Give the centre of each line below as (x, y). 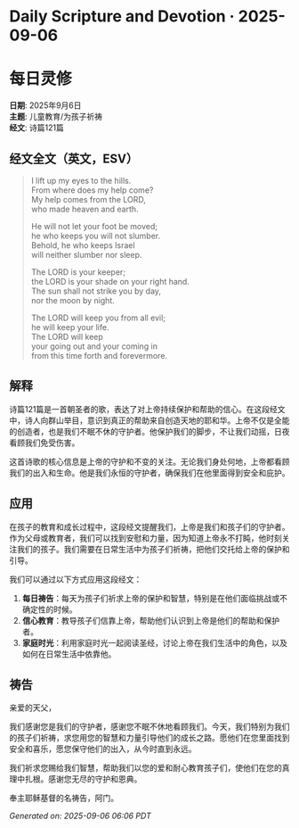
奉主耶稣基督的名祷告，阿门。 (64, 798)
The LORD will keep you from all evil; (98, 318)
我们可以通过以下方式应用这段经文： (76, 579)
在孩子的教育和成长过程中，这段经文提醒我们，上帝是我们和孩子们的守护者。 (149, 526)
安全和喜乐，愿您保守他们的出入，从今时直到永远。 (103, 749)
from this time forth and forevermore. (99, 355)
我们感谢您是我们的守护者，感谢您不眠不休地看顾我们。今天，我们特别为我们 (149, 727)
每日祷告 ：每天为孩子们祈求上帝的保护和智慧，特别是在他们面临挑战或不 (154, 598)
